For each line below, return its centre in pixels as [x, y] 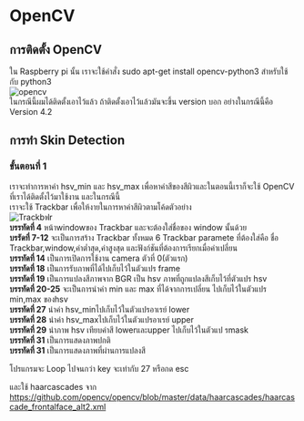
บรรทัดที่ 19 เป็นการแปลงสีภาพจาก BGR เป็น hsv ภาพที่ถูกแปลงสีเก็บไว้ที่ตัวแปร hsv [138, 278]
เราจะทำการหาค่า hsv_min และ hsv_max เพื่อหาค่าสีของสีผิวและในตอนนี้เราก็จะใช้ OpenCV [152, 186]
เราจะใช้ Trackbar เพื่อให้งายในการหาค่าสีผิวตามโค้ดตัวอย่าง [101, 207]
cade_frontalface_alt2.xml [58, 406]
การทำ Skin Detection [67, 141]
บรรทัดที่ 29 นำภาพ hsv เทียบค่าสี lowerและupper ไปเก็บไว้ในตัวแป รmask [129, 330]
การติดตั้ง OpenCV [56, 50]
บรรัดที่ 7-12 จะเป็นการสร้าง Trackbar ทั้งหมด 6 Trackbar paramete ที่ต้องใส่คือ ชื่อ [144, 237]
